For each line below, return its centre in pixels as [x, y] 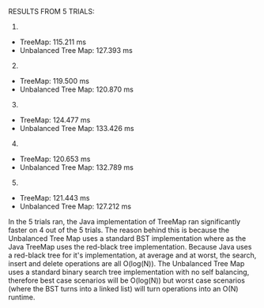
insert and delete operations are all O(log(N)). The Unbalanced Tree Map [126, 263]
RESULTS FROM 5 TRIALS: [51, 11]
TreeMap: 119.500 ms [54, 81]
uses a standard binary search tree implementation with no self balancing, [129, 272]
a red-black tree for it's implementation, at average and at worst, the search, [132, 255]
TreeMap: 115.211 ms [53, 42]
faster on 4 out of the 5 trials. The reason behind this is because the [119, 230]
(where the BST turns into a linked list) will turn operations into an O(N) [123, 289]
